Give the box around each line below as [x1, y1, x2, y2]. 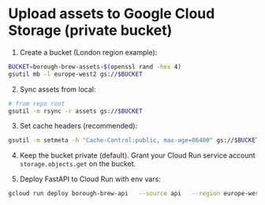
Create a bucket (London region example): [19, 47, 158, 57]
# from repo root [8, 99, 65, 107]
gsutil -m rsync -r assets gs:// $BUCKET [8, 107, 144, 115]
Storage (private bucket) [8, 21, 173, 39]
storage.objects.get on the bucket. [19, 159, 136, 169]
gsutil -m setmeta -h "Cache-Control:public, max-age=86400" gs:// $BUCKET [8, 136, 259, 144]
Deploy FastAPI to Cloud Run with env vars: [19, 174, 162, 184]
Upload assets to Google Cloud [8, 5, 215, 23]
